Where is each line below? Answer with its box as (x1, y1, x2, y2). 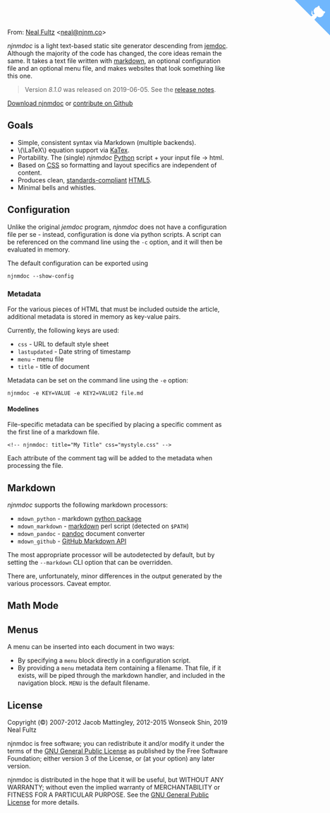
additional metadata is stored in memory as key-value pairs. (7, 312, 181, 321)
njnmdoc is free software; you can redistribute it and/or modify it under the (7, 739, 225, 747)
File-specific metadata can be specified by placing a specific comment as (7, 421, 222, 429)
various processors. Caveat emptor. (7, 579, 111, 587)
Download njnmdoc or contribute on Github (7, 99, 133, 107)
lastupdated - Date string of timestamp (17, 347, 131, 356)
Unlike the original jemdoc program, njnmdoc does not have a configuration (7, 223, 227, 231)
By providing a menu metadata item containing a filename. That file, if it (17, 664, 221, 672)
